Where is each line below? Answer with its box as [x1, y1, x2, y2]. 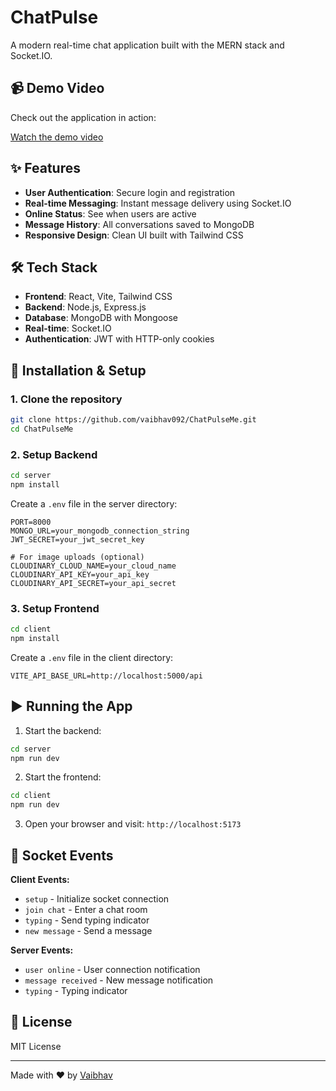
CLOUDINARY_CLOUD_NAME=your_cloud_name [10, 561, 177, 571]
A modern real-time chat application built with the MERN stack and [10, 39, 285, 51]
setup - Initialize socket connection [24, 893, 170, 905]
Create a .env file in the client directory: [10, 651, 174, 663]
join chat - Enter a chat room [24, 904, 148, 916]
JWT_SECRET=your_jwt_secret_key [10, 534, 145, 545]
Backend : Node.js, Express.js [24, 301, 147, 313]
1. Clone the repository [10, 392, 123, 406]
